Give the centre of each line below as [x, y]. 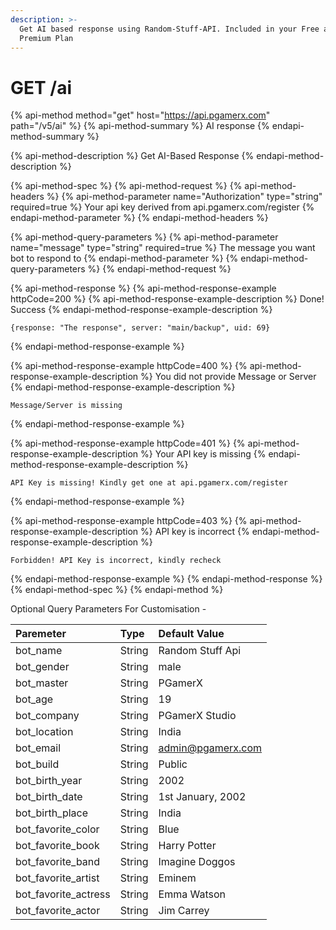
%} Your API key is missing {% [203, 454]
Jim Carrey [184, 911]
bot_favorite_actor [58, 911]
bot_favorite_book [57, 846]
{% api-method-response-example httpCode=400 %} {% [129, 366]
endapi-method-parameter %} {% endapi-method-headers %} [139, 218]
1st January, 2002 [202, 797]
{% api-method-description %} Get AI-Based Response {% [132, 156]
